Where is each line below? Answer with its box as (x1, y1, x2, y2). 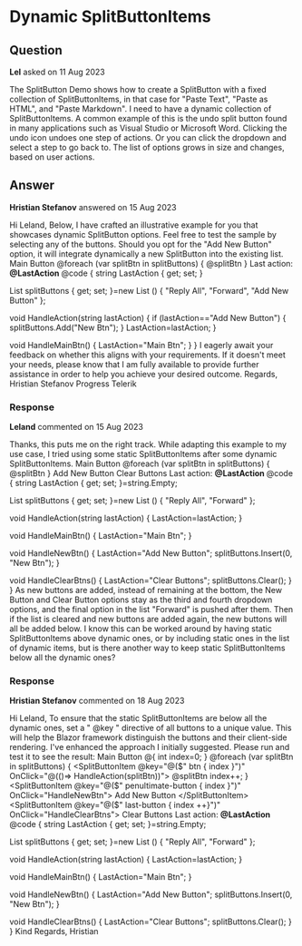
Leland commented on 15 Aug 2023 (9, 422, 143, 433)
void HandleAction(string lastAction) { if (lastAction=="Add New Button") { (9, 312, 287, 323)
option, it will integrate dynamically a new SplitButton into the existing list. (9, 248, 284, 259)
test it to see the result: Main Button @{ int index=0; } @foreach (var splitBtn (9, 751, 294, 763)
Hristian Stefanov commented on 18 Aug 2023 (9, 696, 185, 707)
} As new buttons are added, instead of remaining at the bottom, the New (9, 585, 283, 596)
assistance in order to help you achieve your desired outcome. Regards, (9, 368, 278, 379)
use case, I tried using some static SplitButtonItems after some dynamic (9, 449, 278, 460)
